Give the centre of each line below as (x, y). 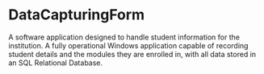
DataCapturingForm (77, 15)
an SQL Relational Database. (56, 63)
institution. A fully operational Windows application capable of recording (128, 45)
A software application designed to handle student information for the (124, 37)
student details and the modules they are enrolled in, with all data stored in (132, 54)
